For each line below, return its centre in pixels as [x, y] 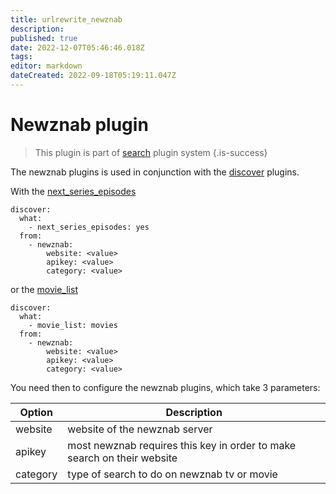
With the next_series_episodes [73, 191]
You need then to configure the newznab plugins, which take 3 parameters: [165, 387]
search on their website [122, 458]
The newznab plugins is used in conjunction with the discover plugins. [155, 172]
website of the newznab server [140, 429]
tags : [21, 57]
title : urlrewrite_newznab [66, 19]
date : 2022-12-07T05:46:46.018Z [77, 47]
